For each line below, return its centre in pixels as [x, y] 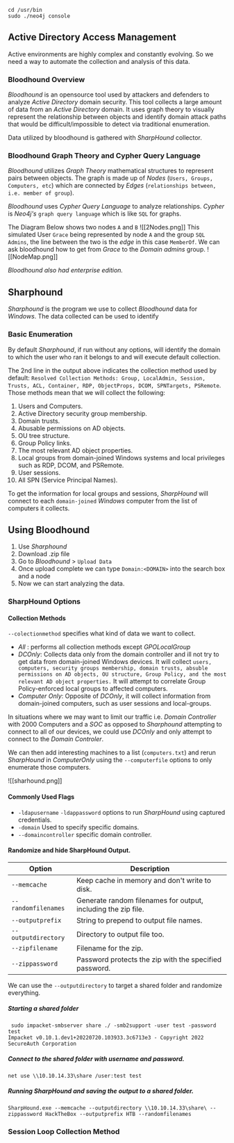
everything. [24, 992]
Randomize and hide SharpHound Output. [69, 850]
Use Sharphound [42, 546]
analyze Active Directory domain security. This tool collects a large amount [115, 102]
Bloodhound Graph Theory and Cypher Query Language [104, 156]
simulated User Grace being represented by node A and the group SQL [107, 235]
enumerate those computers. [49, 768]
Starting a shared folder [43, 1009]
